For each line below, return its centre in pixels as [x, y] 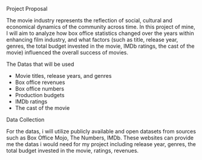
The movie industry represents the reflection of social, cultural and [89, 20]
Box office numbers [40, 89]
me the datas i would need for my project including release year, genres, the [101, 144]
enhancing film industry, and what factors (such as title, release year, [92, 40]
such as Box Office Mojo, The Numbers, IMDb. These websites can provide [100, 138]
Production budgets [40, 95]
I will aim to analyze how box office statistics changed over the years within [100, 33]
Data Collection [25, 120]
